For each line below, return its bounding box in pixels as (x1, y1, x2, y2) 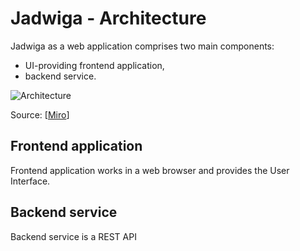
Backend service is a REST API (10, 230, 137, 242)
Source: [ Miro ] (10, 108, 70, 121)
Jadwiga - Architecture (10, 7, 207, 30)
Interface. (10, 175, 51, 187)
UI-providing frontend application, (24, 59, 165, 71)
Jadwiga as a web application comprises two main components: (10, 40, 275, 52)
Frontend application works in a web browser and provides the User (10, 164, 290, 176)
